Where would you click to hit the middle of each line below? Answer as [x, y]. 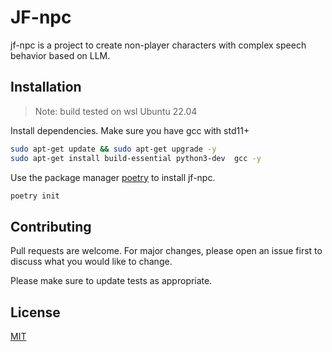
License [35, 312]
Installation [46, 87]
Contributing [51, 226]
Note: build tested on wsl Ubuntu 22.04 [116, 111]
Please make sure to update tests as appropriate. [111, 281]
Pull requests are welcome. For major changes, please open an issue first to [166, 251]
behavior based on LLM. [60, 55]
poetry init [35, 196]
